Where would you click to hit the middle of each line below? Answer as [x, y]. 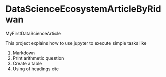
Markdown [24, 53]
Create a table [27, 63]
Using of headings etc [36, 69]
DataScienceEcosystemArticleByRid [83, 9]
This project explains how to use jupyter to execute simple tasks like [76, 43]
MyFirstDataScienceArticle [33, 33]
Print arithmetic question [38, 58]
